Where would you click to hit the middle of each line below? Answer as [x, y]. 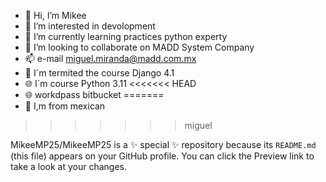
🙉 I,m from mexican [65, 106]
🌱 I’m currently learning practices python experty [126, 36]
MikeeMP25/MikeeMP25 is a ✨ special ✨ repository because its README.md [163, 144]
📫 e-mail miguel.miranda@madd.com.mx [110, 58]
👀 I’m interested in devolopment [90, 26]
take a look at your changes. [69, 166]
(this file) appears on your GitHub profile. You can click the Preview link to [162, 156]
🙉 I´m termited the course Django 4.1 [99, 73]
